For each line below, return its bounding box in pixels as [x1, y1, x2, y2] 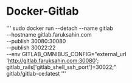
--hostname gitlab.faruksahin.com [6, 31, 92, 38]
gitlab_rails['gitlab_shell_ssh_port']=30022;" [6, 63, 117, 71]
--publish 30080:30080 [6, 37, 66, 45]
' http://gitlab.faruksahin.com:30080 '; [6, 57, 99, 64]
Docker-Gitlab [6, 4, 79, 18]
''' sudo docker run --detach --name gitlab [6, 24, 114, 32]
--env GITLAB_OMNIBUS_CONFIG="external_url [6, 50, 127, 57]
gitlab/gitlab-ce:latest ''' [6, 70, 66, 77]
